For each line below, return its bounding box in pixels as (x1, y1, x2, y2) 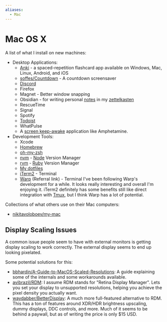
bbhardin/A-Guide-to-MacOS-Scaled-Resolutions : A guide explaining (12, 269, 155, 275)
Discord (19, 81, 36, 87)
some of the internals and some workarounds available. (12, 274, 127, 280)
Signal (19, 107, 33, 113)
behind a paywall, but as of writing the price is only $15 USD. (12, 311, 138, 317)
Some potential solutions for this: (5, 259, 73, 265)
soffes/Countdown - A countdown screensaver (19, 75, 117, 81)
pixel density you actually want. (12, 290, 77, 296)
